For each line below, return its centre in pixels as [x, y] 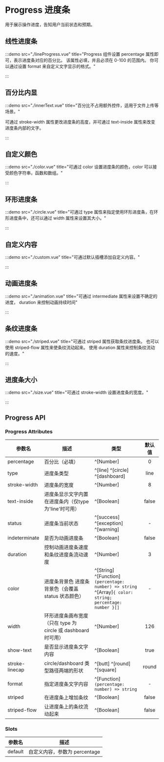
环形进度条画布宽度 [66, 616]
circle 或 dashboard [67, 631]
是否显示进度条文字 [66, 647]
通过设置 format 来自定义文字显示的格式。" [52, 66]
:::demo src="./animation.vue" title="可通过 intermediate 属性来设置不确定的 [81, 296]
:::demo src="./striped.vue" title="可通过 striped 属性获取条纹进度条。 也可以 [82, 341]
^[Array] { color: [114, 593]
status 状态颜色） [64, 596]
